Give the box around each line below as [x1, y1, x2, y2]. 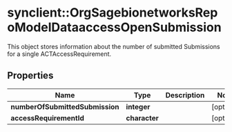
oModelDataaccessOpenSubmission [7, 19, 222, 35]
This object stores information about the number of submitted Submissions [7, 42, 220, 50]
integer [126, 102, 151, 111]
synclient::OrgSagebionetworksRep [7, 5, 218, 21]
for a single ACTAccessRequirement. [7, 50, 112, 58]
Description [165, 90, 205, 100]
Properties [7, 70, 54, 82]
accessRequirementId [10, 113, 85, 122]
